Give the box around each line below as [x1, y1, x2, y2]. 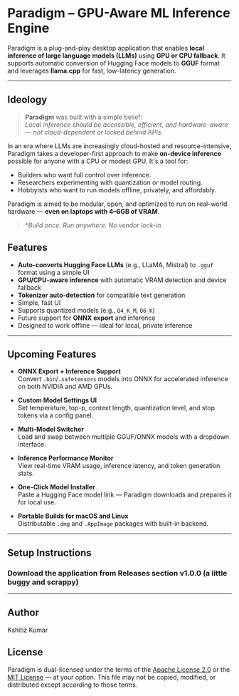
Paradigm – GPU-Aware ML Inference [7, 5, 230, 21]
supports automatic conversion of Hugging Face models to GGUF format [7, 58, 221, 67]
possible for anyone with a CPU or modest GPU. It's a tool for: [7, 157, 188, 165]
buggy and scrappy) [7, 577, 79, 587]
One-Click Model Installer [17, 483, 96, 492]
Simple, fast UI [17, 298, 61, 307]
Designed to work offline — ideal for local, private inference [17, 321, 193, 329]
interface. [17, 440, 46, 449]
